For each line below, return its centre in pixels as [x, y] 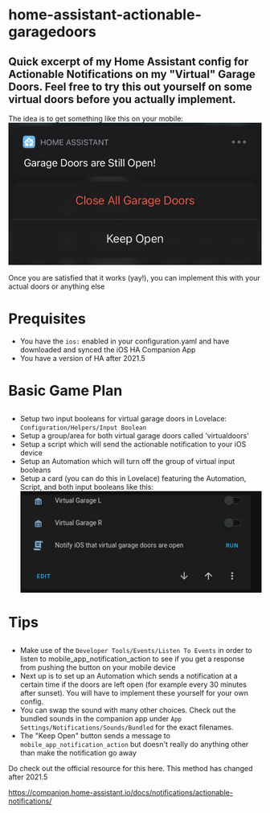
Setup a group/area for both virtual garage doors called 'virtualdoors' [134, 435]
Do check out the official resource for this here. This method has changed [131, 768]
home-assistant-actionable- [105, 15]
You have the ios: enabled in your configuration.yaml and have [125, 341]
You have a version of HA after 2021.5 [83, 358]
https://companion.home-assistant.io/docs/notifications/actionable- [121, 792]
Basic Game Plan [65, 391]
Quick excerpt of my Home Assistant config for [129, 62]
